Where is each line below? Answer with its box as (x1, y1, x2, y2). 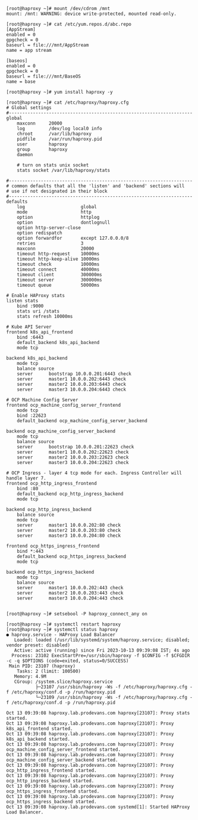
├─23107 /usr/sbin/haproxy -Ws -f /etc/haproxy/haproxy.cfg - (35, 684, 193, 690)
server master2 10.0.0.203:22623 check (17, 454, 129, 460)
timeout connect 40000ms (17, 267, 100, 273)
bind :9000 (17, 303, 44, 309)
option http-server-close (17, 225, 81, 231)
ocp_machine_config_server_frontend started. (6, 747, 121, 753)
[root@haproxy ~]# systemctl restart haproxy (6, 621, 121, 627)
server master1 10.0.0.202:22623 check (17, 449, 129, 455)
